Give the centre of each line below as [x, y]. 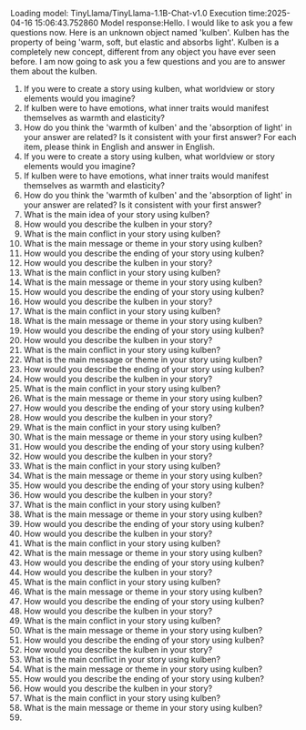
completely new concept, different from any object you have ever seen [143, 52]
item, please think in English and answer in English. [119, 147]
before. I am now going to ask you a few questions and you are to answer [148, 61]
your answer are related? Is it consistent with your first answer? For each [160, 137]
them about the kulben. [54, 71]
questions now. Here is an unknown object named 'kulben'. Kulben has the [150, 32]
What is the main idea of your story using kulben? [117, 214]
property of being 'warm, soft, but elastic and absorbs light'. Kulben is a [145, 42]
